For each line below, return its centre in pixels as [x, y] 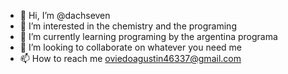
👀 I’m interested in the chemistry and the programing [128, 26]
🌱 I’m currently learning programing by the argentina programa [148, 36]
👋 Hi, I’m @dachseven [65, 15]
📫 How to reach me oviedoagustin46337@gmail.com [130, 58]
